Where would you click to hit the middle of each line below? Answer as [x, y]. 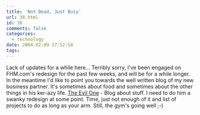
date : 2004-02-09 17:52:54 [40, 45]
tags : [13, 51]
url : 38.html [22, 17]
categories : [21, 34]
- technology [28, 39]
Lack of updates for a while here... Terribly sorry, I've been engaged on [94, 67]
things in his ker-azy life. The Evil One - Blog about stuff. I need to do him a [99, 92]
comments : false [26, 28]
